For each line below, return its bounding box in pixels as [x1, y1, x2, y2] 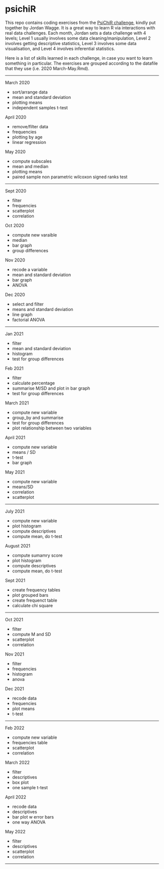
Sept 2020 [5, 188, 26, 194]
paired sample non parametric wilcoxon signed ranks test [12, 174, 128, 180]
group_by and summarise [12, 415, 63, 421]
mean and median [12, 163, 49, 169]
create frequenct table [12, 597, 58, 603]
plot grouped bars [12, 592, 49, 598]
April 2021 [5, 434, 25, 440]
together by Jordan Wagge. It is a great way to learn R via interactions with [5, 24, 155, 30]
